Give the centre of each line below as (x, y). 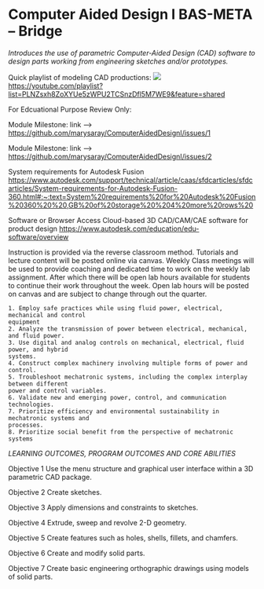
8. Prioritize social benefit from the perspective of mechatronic (121, 432)
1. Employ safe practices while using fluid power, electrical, (115, 308)
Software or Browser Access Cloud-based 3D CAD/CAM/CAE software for (128, 220)
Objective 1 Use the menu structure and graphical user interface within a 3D (131, 468)
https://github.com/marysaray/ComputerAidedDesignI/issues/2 (110, 156)
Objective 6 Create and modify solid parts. (77, 553)
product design (33, 229)
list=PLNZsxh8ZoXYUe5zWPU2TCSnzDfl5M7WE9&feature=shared (117, 94)
